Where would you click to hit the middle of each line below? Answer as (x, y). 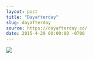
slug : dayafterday (28, 22)
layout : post (22, 12)
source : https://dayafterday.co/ (47, 28)
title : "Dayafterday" (32, 17)
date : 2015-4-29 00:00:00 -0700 (45, 34)
